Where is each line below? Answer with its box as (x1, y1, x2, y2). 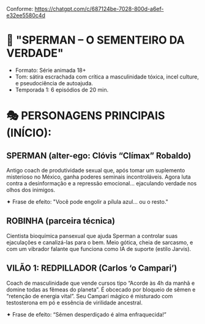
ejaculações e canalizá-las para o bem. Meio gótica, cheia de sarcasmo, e (6, 239, 193, 246)
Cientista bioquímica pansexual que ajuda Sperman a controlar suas (6, 232, 178, 239)
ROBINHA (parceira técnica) (6, 216, 115, 226)
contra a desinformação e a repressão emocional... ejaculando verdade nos (6, 179, 197, 187)
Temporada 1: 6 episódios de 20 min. (15, 86, 109, 93)
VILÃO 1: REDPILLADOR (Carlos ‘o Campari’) (6, 263, 177, 274)
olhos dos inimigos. (6, 186, 56, 193)
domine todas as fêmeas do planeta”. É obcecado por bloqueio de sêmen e (6, 285, 196, 293)
